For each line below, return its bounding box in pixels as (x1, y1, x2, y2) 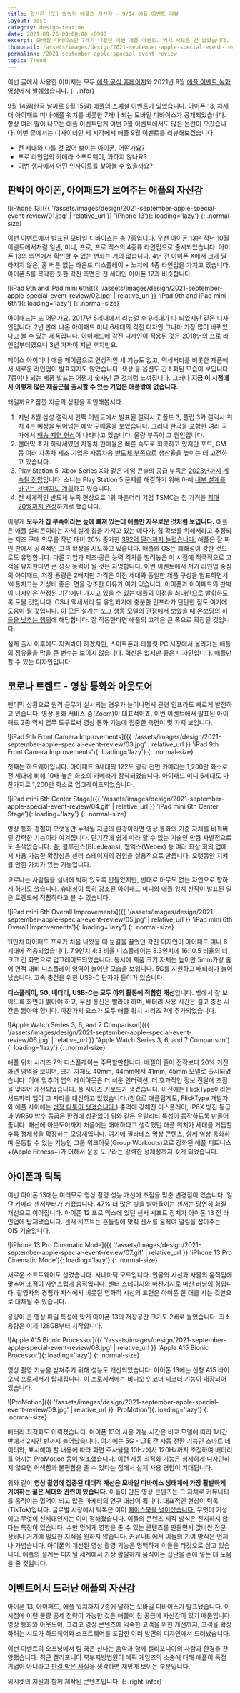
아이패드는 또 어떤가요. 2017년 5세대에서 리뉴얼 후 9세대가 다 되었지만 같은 (7, 314, 216, 322)
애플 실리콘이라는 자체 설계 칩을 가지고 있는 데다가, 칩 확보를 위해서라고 (14, 526, 213, 534)
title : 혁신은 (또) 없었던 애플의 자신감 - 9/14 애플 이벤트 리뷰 (7, 10, 179, 18)
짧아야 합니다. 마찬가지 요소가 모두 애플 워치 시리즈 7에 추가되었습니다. (20, 1007, 216, 1015)
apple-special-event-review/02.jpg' (7, 291, 112, 300)
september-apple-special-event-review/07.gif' (7, 1248, 144, 1257)
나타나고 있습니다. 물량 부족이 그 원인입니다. (82, 430, 205, 439)
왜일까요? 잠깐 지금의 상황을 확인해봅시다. (7, 397, 124, 406)
